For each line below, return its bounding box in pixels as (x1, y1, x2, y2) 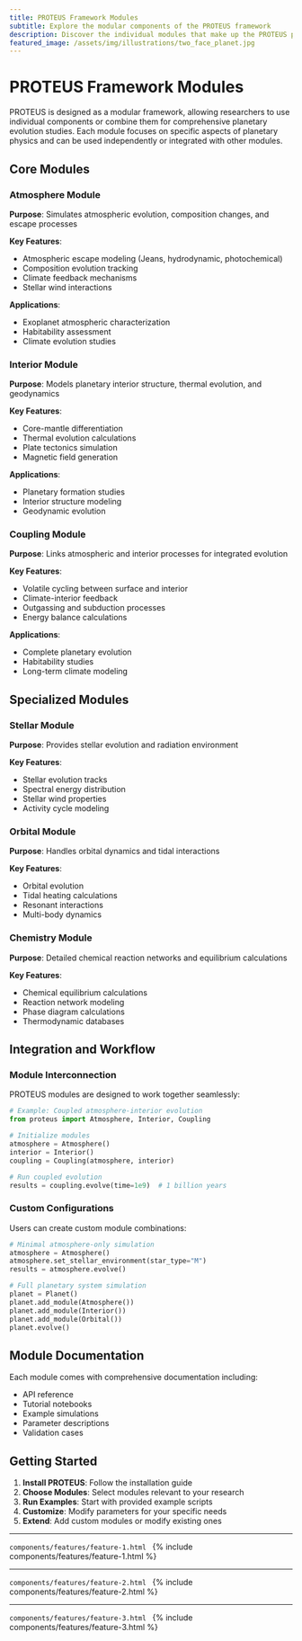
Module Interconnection (9, 1069, 117, 1082)
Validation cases (22, 1427, 84, 1439)
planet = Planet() (9, 1289, 78, 1299)
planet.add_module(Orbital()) (9, 1315, 123, 1324)
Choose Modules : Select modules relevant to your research (22, 1487, 244, 1498)
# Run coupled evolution (9, 1173, 102, 1182)
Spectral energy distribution (22, 784, 126, 795)
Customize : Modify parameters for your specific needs (22, 1506, 227, 1517)
